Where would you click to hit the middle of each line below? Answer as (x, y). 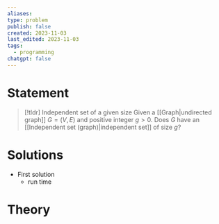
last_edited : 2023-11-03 (43, 40)
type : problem (28, 20)
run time (40, 182)
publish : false (29, 26)
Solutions (35, 155)
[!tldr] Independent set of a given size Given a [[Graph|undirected (118, 112)
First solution (36, 174)
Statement (38, 93)
